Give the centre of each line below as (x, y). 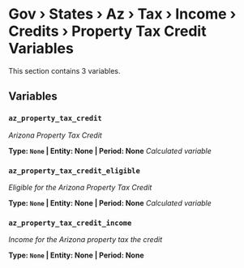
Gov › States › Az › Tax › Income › (122, 14)
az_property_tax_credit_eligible (74, 170)
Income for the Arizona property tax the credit (86, 240)
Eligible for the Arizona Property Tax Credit (80, 187)
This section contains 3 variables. (64, 70)
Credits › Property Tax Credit (107, 31)
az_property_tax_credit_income (70, 223)
